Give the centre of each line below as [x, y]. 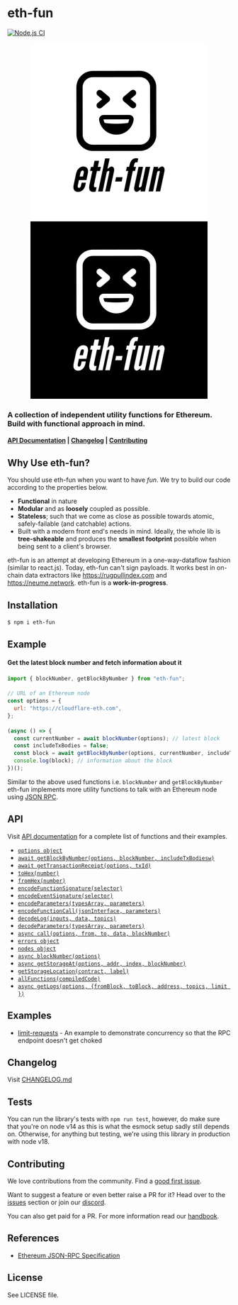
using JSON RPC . [33, 797]
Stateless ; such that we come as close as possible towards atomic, [116, 517]
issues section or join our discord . [57, 1202]
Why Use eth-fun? [49, 463]
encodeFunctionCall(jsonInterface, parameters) [89, 911]
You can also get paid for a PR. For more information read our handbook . [113, 1216]
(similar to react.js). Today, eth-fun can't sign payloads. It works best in [111, 568]
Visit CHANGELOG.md [40, 1079]
